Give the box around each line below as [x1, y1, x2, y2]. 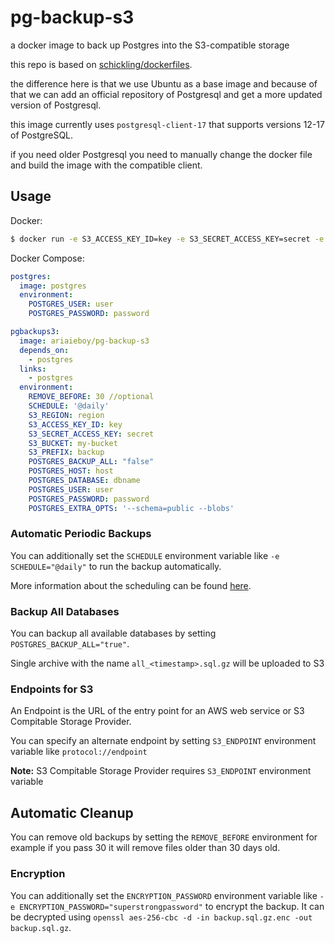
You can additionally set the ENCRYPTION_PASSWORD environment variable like [10, 889, 318, 901]
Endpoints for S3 [10, 682, 94, 696]
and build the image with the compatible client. [10, 159, 203, 171]
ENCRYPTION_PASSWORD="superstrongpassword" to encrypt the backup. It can [19, 900, 325, 912]
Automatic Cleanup [10, 804, 134, 821]
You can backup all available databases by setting [10, 627, 217, 640]
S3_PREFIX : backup [28, 447, 105, 458]
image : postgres [19, 281, 87, 291]
